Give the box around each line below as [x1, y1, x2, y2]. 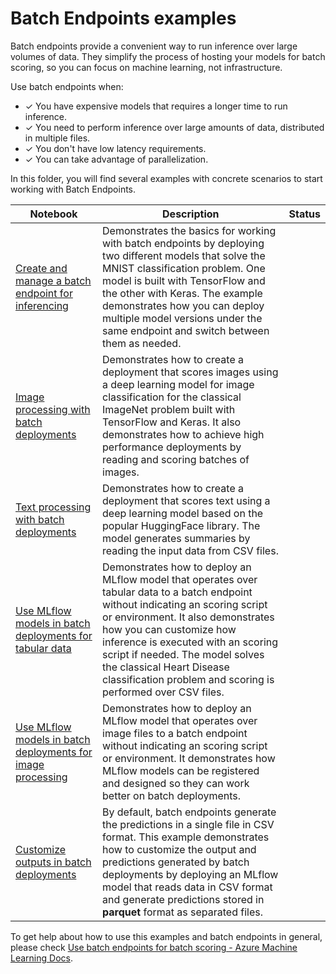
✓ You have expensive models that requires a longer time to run [24, 100, 288, 112]
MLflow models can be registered [102, 763, 260, 777]
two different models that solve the [102, 248, 266, 262]
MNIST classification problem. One [102, 261, 266, 275]
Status [288, 207, 321, 221]
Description [162, 207, 220, 221]
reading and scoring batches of [102, 452, 250, 466]
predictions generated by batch [102, 855, 250, 869]
